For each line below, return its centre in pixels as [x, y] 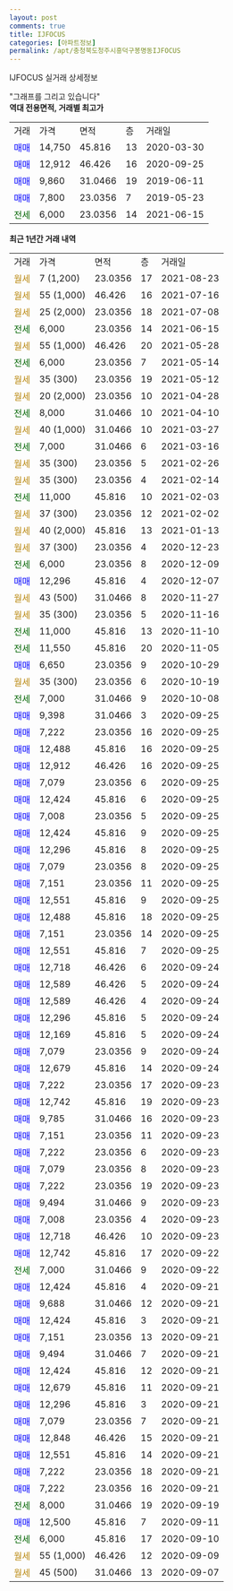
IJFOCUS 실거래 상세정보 [54, 78]
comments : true [37, 26]
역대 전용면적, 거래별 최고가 [57, 108]
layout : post [33, 17]
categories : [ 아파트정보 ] [53, 43]
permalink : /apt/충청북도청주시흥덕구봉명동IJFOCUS [95, 51]
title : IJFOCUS [37, 34]
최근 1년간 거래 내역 [43, 239]
